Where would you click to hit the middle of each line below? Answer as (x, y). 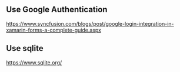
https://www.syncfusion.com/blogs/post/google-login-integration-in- (90, 23)
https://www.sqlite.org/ (34, 62)
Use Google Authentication (57, 10)
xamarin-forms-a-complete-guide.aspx (54, 30)
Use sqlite (25, 48)
